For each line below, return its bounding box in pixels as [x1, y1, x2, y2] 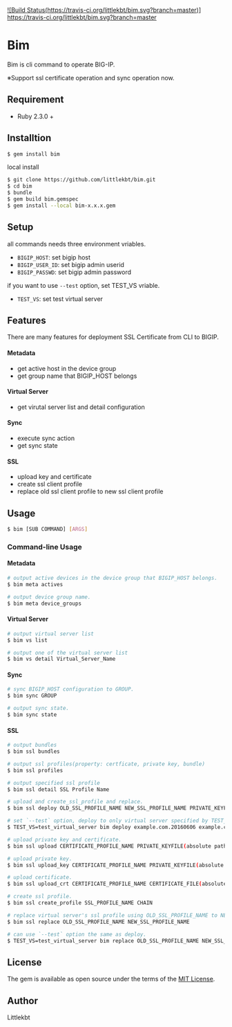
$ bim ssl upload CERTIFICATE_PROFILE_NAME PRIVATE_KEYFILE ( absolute [7, 842, 212, 850]
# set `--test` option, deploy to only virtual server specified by [7, 817, 209, 824]
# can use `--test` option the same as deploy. [7, 931, 147, 938]
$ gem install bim [7, 150, 60, 158]
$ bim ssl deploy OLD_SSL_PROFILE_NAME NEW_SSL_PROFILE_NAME [7, 805, 187, 812]
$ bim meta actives [7, 581, 64, 588]
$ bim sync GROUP [7, 692, 57, 700]
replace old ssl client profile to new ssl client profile [17, 487, 164, 496]
